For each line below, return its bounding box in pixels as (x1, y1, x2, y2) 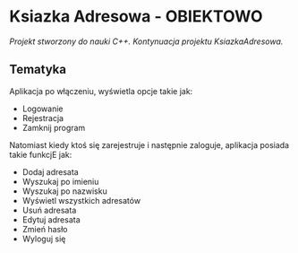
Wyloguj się (21, 233, 66, 244)
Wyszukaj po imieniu (21, 176, 99, 187)
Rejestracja (21, 112, 64, 123)
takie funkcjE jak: (9, 149, 72, 160)
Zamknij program (21, 122, 86, 133)
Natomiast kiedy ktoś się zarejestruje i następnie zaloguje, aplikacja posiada (9, 139, 289, 150)
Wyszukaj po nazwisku (21, 186, 107, 196)
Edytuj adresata (21, 214, 81, 225)
